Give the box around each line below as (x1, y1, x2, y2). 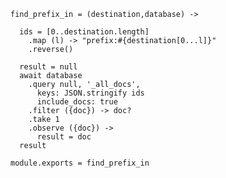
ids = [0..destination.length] (19, 27, 150, 37)
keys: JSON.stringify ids (36, 88, 145, 98)
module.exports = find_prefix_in (10, 158, 150, 168)
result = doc (36, 132, 92, 142)
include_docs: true (36, 97, 118, 107)
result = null (19, 62, 78, 72)
